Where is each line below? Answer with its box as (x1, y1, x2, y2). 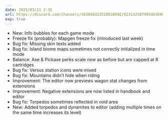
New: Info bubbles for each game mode (12, 30, 94, 36)
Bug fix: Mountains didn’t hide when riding (12, 73, 100, 79)
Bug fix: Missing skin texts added (12, 41, 81, 47)
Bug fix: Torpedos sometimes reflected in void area (12, 99, 118, 105)
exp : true (5, 16, 26, 21)
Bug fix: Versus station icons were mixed (12, 67, 96, 73)
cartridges (12, 62, 34, 68)
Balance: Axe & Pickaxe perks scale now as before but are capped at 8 (12, 57, 158, 63)
